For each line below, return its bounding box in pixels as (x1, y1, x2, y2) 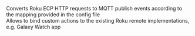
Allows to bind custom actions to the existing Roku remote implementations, (6, 17, 190, 24)
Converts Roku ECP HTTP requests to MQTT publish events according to (6, 5, 183, 12)
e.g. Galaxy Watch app (6, 23, 61, 30)
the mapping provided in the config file (6, 11, 100, 18)
